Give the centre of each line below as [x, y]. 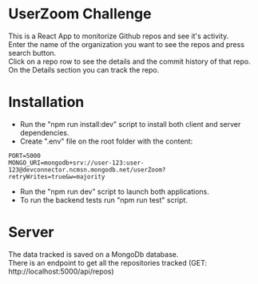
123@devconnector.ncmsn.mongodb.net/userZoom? [87, 170]
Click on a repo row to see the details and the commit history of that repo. [130, 61]
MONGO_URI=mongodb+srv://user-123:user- [77, 163]
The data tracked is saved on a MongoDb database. [93, 254]
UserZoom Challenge [80, 14]
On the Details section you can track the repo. [84, 69]
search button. [32, 53]
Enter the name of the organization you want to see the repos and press [127, 44]
